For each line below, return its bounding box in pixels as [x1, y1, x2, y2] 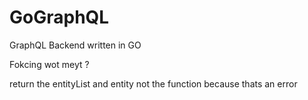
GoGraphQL [9, 6, 110, 29]
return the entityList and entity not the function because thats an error [9, 77, 298, 90]
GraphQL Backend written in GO [9, 39, 142, 51]
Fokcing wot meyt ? [9, 58, 90, 70]
